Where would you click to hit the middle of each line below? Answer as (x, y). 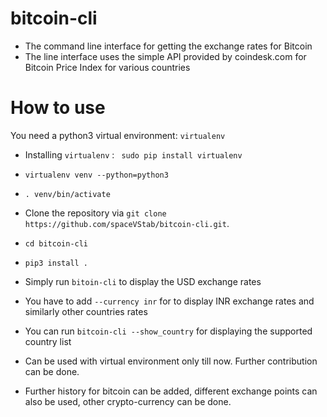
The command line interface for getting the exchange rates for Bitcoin (168, 46)
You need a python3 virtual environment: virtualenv (118, 135)
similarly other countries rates (86, 311)
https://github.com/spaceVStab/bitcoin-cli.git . (127, 223)
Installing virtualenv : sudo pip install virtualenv (133, 154)
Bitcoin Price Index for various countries (107, 67)
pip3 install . (56, 263)
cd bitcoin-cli (56, 243)
